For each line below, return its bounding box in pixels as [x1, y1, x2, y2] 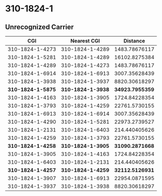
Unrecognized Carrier [5, 23, 74, 31]
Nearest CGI [70, 38, 100, 44]
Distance [123, 38, 146, 44]
